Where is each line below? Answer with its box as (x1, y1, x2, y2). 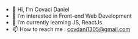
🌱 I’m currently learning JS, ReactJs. (12, 19, 104, 26)
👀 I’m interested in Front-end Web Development (12, 12, 133, 19)
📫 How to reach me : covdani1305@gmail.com (12, 26, 131, 33)
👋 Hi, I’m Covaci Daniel (12, 6, 70, 13)
